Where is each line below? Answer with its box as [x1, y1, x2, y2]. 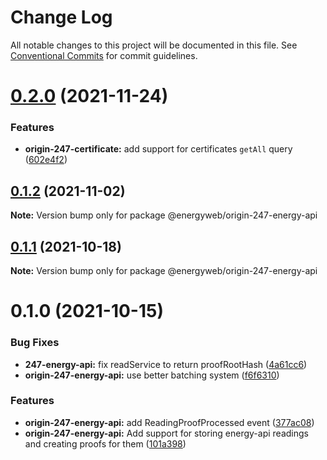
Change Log [10, 6, 113, 29]
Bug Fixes [10, 336, 60, 350]
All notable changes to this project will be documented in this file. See [10, 39, 298, 51]
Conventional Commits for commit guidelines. [10, 49, 198, 61]
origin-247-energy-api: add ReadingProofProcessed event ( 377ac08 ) [24, 416, 315, 428]
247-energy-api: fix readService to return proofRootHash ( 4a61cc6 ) [24, 358, 308, 370]
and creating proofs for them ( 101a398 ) [24, 437, 187, 450]
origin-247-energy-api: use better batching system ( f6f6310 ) [24, 369, 280, 381]
